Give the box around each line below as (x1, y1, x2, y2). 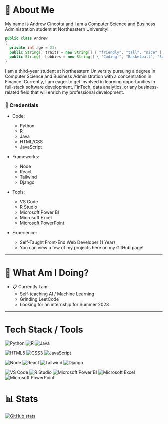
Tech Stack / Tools (5, 324, 83, 335)
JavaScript (19, 144, 42, 150)
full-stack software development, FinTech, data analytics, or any (5, 84, 137, 90)
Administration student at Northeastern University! (5, 26, 109, 32)
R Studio (19, 204, 37, 210)
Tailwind (19, 174, 37, 180)
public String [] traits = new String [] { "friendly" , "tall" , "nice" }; (9, 50, 164, 55)
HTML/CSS (19, 139, 43, 145)
